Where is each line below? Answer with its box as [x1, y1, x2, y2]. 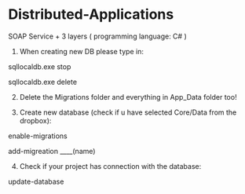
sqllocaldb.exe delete [8, 77, 77, 86]
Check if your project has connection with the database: [19, 161, 202, 170]
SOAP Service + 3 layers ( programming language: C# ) [8, 31, 187, 41]
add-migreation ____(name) [8, 146, 96, 156]
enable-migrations [8, 131, 68, 141]
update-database [8, 177, 64, 186]
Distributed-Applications [8, 5, 174, 24]
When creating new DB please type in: [19, 46, 144, 56]
